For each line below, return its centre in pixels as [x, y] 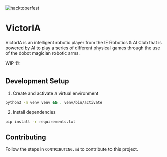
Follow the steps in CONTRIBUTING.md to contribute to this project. [72, 149]
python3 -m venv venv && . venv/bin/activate [54, 102]
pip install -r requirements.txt [40, 122]
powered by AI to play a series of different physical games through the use [83, 48]
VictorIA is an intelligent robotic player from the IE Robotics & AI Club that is [84, 42]
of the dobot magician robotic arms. [42, 53]
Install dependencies [34, 112]
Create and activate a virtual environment [55, 93]
